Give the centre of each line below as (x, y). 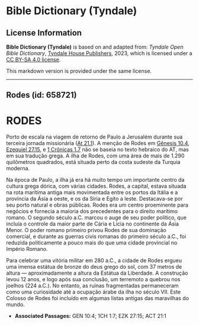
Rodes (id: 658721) (41, 95)
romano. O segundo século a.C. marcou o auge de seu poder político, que (96, 218)
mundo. (15, 305)
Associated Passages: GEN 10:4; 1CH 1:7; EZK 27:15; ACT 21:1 (91, 316)
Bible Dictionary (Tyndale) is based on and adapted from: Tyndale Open (95, 47)
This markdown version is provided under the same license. (79, 71)
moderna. (18, 168)
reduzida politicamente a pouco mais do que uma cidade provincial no (92, 243)
